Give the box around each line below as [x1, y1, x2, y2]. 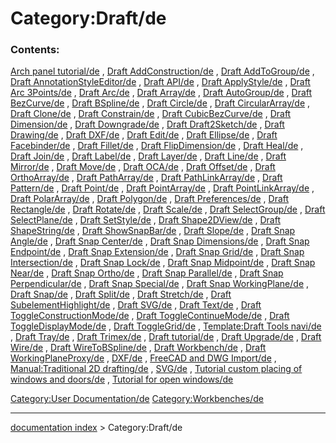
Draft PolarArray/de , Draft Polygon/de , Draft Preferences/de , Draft [10, 193, 290, 205]
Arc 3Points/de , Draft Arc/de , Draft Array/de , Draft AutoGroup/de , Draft [10, 87, 313, 99]
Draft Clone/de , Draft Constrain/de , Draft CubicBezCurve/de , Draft [10, 108, 292, 120]
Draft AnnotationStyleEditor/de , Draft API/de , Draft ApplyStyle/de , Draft [10, 76, 311, 88]
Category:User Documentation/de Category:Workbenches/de [10, 393, 264, 405]
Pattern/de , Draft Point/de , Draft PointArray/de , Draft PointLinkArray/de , [10, 182, 315, 194]
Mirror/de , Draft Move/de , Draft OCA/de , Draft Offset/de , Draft [10, 161, 276, 173]
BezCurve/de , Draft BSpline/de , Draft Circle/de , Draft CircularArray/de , [10, 97, 311, 109]
